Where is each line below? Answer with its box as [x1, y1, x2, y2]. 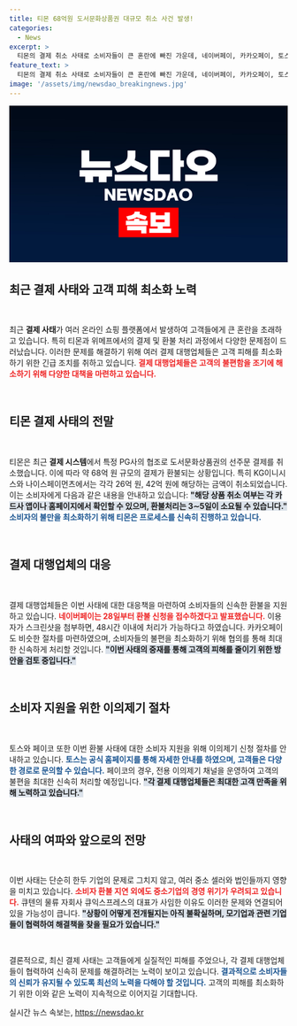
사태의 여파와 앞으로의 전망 [9, 832, 146, 847]
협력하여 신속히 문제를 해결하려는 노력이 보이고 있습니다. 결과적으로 [25, 966, 257, 977]
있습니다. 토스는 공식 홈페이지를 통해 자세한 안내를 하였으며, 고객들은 [32, 753, 267, 765]
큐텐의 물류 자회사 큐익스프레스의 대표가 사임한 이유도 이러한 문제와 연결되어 [20, 897, 283, 907]
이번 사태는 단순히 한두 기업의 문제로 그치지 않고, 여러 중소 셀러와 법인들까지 [9, 875, 271, 885]
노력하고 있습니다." [18, 787, 84, 798]
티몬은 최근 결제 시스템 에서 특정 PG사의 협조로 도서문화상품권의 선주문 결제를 [9, 456, 275, 467]
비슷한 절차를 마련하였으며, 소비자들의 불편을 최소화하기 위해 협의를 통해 [18, 633, 267, 644]
